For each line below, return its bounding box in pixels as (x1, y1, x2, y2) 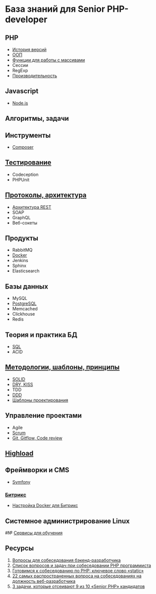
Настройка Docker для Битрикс (12, 502, 78, 508)
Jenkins (12, 258, 28, 264)
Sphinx (12, 263, 26, 269)
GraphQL (12, 214, 31, 220)
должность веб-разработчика (12, 578, 76, 584)
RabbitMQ (12, 247, 33, 253)
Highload (5, 449, 33, 458)
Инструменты (5, 131, 51, 139)
